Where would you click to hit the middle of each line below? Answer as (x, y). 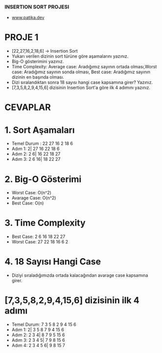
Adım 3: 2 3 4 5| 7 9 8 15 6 (38, 340)
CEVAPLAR (28, 107)
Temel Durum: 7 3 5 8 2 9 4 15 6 (44, 324)
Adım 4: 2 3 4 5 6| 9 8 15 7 (38, 346)
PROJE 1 (22, 37)
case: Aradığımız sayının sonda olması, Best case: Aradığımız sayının (81, 72)
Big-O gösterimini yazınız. (38, 61)
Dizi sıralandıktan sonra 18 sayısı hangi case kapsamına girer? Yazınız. (82, 83)
